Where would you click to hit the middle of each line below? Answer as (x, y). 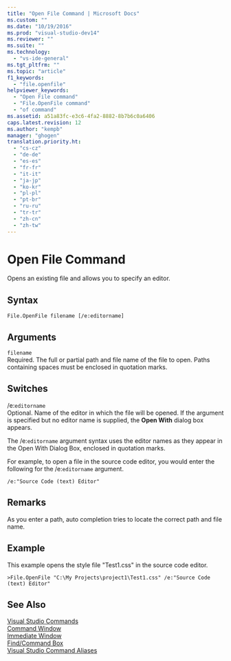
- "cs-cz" (27, 148)
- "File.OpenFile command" (52, 103)
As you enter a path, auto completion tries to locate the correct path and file (114, 519)
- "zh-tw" (27, 225)
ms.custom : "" (27, 20)
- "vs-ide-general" (41, 59)
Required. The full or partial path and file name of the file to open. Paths (109, 360)
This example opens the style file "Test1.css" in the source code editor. (108, 565)
